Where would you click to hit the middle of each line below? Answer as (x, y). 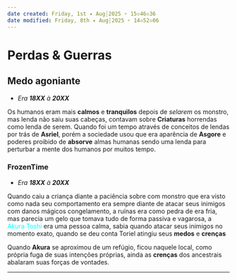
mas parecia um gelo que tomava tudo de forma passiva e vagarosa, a (109, 218)
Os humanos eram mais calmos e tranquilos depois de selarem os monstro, (118, 112)
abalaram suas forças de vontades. (58, 262)
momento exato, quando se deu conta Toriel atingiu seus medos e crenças (117, 234)
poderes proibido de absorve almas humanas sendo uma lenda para (107, 141)
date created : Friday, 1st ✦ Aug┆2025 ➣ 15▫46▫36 (82, 14)
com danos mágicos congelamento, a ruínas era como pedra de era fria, (112, 211)
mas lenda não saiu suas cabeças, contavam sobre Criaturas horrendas (112, 119)
